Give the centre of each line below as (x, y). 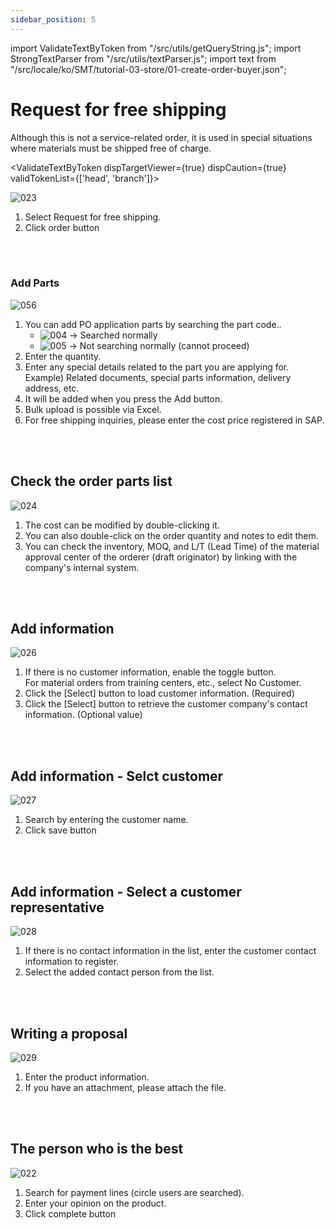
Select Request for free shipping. (93, 217)
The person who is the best (97, 1149)
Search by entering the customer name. (106, 820)
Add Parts (35, 283)
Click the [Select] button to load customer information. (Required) (159, 693)
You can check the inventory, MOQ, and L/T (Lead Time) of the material (172, 546)
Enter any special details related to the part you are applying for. (157, 367)
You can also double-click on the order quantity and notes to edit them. (171, 535)
